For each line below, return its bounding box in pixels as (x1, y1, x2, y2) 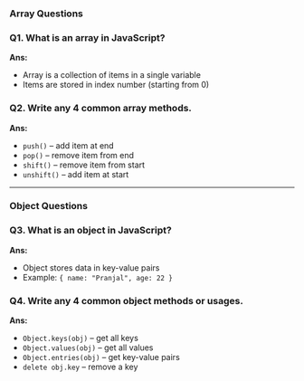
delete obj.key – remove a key (22, 361, 138, 373)
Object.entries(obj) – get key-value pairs (22, 352, 181, 363)
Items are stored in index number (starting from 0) (22, 80, 210, 90)
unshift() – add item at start (22, 168, 129, 179)
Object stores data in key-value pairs (22, 262, 160, 273)
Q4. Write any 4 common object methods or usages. (9, 294, 244, 307)
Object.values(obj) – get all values (22, 342, 154, 353)
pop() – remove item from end (22, 149, 134, 160)
